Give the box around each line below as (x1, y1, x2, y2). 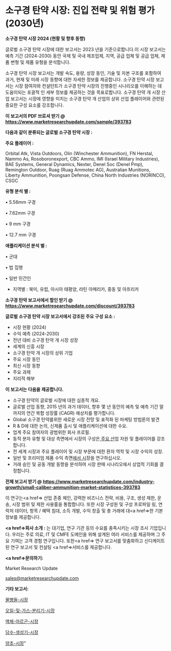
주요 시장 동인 (12, 356, 40, 362)
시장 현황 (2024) (12, 324, 47, 330)
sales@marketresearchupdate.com (5, 575, 79, 581)
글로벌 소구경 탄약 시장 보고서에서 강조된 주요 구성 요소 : (5, 313, 115, 319)
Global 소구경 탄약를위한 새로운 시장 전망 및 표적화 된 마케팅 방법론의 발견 (12, 416, 160, 423)
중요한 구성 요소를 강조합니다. (5, 102, 64, 108)
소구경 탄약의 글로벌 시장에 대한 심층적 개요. (12, 397, 101, 403)
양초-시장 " (5, 640, 27, 646)
